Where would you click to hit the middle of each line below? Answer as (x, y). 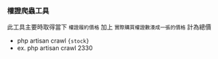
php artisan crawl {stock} (53, 41)
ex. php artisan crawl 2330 (55, 48)
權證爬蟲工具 (28, 10)
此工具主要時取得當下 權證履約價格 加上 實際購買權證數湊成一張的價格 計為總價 (109, 27)
